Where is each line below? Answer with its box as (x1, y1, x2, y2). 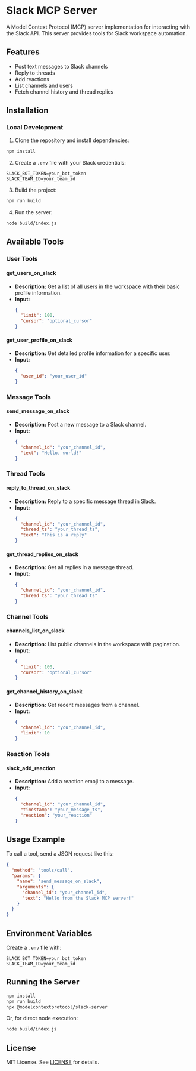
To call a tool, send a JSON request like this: (6, 850, 114, 857)
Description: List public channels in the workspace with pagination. (14, 640, 181, 647)
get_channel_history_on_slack (6, 687, 83, 695)
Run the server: (14, 209, 53, 216)
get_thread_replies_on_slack (6, 550, 79, 558)
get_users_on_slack (6, 269, 56, 276)
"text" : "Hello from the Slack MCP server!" (21, 895, 134, 901)
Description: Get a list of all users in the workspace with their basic (14, 283, 180, 290)
